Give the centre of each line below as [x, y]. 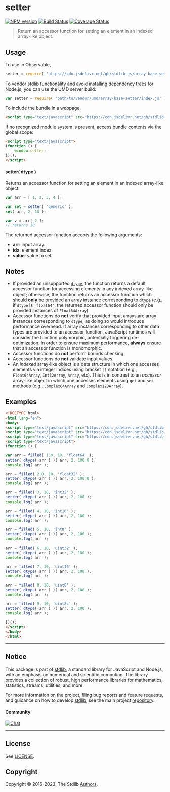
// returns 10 [20, 225]
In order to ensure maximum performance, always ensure [101, 343]
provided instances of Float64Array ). [51, 311]
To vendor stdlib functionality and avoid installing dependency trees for [79, 84]
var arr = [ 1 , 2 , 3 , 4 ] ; [34, 197]
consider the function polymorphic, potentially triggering [71, 338]
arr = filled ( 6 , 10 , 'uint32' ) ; [42, 548]
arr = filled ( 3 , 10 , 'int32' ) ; [40, 492]
